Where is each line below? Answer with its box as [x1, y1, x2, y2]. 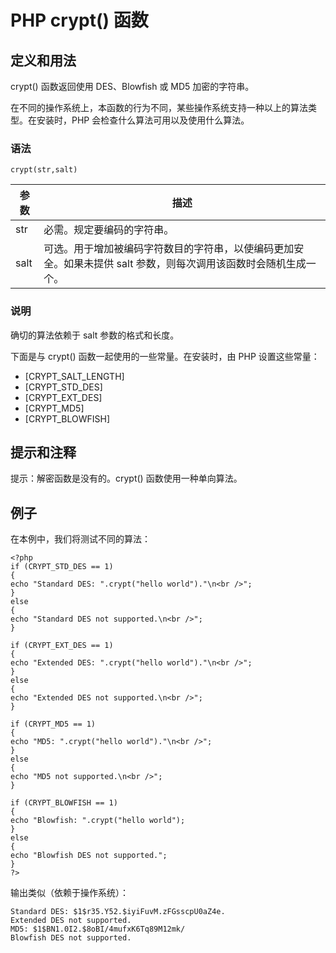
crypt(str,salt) [10, 165, 78, 175]
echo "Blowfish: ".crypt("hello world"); [10, 816, 186, 826]
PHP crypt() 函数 [10, 9, 149, 32]
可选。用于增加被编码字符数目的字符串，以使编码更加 [43, 242, 295, 256]
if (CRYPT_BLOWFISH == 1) [10, 798, 118, 808]
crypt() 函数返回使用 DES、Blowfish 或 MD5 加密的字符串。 [10, 81, 255, 92]
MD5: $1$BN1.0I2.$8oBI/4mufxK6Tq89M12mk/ [10, 924, 186, 935]
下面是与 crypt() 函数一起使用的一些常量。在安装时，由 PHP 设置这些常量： [10, 350, 320, 362]
